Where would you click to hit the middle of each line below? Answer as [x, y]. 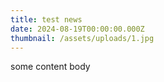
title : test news [46, 19]
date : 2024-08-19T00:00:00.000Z [77, 29]
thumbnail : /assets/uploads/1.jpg [82, 38]
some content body [50, 67]
